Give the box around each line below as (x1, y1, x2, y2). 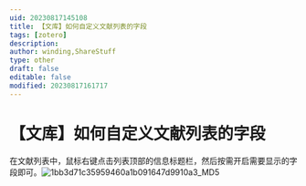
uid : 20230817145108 (9, 13, 89, 23)
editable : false (9, 73, 71, 82)
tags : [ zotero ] (9, 30, 68, 39)
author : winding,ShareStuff (9, 47, 117, 57)
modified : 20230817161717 (9, 81, 108, 90)
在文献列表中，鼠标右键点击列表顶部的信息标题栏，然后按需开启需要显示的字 (9, 155, 298, 166)
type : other (9, 56, 55, 65)
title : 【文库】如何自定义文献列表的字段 (9, 22, 148, 31)
